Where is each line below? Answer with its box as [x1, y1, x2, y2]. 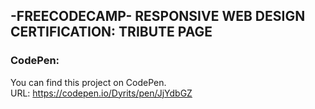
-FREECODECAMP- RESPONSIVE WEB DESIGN [10, 8, 306, 25]
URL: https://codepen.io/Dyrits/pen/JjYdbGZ [10, 87, 193, 99]
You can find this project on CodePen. [10, 76, 167, 88]
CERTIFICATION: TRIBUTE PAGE [10, 24, 213, 41]
